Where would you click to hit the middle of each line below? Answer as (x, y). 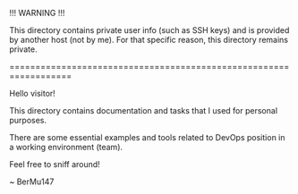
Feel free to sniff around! (55, 164)
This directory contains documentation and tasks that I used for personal (144, 110)
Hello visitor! (32, 93)
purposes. (28, 120)
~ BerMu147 (32, 181)
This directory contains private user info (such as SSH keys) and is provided (149, 30)
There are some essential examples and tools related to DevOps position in (147, 137)
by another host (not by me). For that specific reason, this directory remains (149, 40)
